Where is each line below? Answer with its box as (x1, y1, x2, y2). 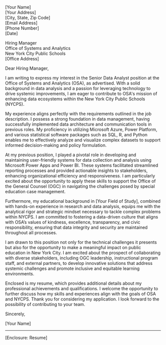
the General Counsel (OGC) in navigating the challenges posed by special (5, 183, 155, 189)
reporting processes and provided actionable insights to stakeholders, (5, 168, 148, 173)
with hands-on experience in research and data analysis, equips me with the (5, 204, 161, 209)
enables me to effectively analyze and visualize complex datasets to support (5, 137, 161, 143)
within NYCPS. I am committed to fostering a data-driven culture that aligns (5, 214, 158, 219)
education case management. (5, 189, 66, 194)
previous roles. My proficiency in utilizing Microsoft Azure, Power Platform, (5, 127, 158, 132)
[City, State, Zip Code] (5, 15, 50, 20)
